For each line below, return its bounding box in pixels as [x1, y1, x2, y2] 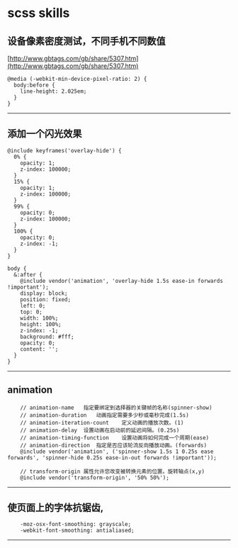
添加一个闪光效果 [7, 128, 82, 140]
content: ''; [20, 345, 59, 352]
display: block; [20, 289, 69, 297]
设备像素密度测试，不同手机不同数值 [7, 35, 166, 47]
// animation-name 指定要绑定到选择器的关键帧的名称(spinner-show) [20, 404, 212, 411]
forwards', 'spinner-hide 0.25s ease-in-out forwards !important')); [7, 454, 217, 462]
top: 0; [20, 308, 42, 315]
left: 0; [20, 302, 46, 309]
